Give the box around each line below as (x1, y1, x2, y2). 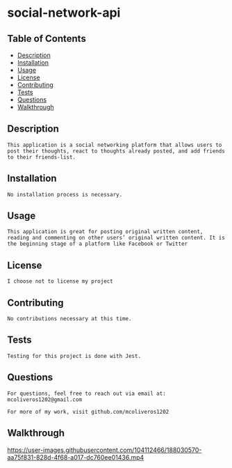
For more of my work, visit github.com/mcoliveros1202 (7, 408, 169, 415)
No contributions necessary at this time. (7, 315, 132, 322)
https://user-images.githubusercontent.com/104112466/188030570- (7, 446, 202, 454)
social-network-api (7, 5, 121, 21)
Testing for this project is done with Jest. (7, 352, 141, 359)
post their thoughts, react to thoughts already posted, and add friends (7, 148, 226, 155)
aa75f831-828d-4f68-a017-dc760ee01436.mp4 (7, 453, 144, 461)
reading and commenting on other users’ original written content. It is (7, 235, 226, 242)
